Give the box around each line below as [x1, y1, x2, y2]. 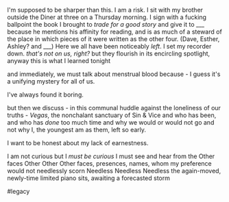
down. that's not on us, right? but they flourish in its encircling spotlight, [7, 49, 210, 58]
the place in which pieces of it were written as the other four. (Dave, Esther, [7, 35, 220, 43]
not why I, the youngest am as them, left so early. [7, 126, 146, 134]
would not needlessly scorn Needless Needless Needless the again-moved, [7, 167, 221, 175]
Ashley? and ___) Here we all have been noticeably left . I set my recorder [7, 42, 212, 50]
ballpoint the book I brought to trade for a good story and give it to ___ [7, 21, 204, 28]
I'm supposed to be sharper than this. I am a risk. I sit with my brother [7, 6, 204, 14]
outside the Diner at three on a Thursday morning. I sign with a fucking [7, 13, 207, 21]
